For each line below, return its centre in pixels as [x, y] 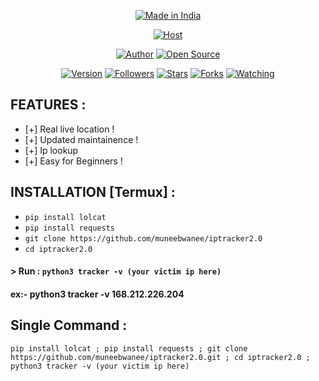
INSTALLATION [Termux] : [93, 192]
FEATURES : [48, 105]
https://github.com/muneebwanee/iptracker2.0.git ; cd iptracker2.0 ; [160, 357]
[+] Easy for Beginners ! [73, 161]
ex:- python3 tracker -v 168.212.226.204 [97, 294]
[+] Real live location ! [69, 129]
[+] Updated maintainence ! [81, 139]
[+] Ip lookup [51, 150]
